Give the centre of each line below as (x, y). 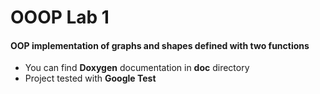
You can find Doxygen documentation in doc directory (137, 68)
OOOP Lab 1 (60, 17)
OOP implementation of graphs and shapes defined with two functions (160, 45)
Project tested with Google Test (90, 78)
